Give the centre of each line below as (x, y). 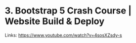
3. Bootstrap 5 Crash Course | (68, 11)
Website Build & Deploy (55, 21)
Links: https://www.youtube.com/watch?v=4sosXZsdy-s (63, 35)
